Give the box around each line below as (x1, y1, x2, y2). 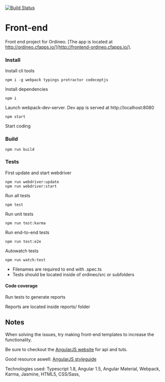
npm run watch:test (5, 257, 46, 262)
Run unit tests (5, 211, 33, 217)
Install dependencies (5, 86, 48, 92)
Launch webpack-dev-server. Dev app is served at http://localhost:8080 (5, 105, 154, 111)
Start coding (5, 123, 31, 129)
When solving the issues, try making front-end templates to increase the (5, 331, 154, 337)
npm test (5, 202, 23, 207)
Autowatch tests (5, 248, 39, 254)
